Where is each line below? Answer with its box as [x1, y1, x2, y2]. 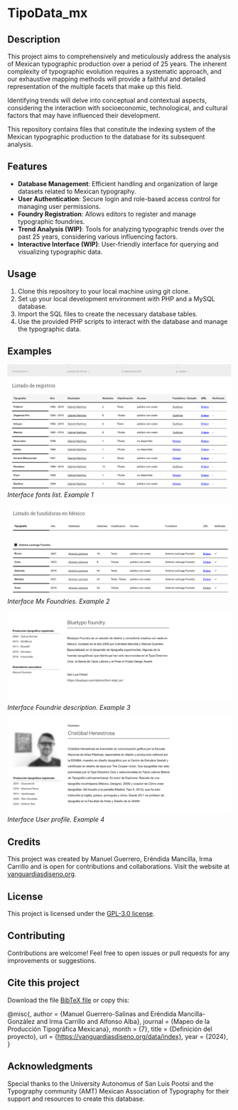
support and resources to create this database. [7, 1094, 145, 1103]
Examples [7, 345, 52, 357]
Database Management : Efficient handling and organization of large [17, 179, 218, 188]
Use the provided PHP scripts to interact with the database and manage [17, 317, 228, 325]
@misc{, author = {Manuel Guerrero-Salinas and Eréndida [7, 1009, 177, 1018]
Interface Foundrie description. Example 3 [7, 703, 131, 711]
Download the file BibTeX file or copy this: [7, 996, 130, 1004]
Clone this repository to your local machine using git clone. [17, 286, 190, 296]
